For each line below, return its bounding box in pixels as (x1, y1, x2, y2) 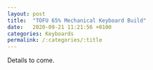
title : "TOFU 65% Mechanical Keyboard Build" (7, 17, 147, 24)
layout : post (7, 10, 46, 18)
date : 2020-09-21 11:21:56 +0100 (7, 23, 112, 30)
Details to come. (7, 56, 55, 64)
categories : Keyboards (7, 30, 74, 37)
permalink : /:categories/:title (7, 37, 102, 44)
